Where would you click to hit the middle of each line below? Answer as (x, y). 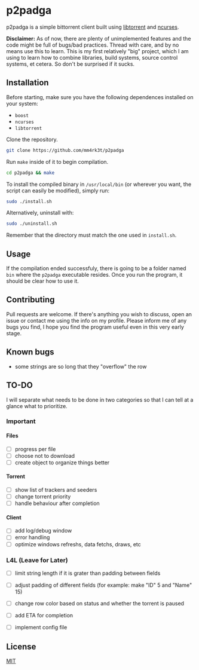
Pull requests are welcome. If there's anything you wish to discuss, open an (99, 314)
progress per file (35, 449)
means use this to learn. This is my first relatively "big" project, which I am (98, 51)
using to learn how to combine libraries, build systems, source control (92, 57)
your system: (22, 103)
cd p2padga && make (30, 173)
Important (21, 421)
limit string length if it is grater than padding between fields (88, 573)
